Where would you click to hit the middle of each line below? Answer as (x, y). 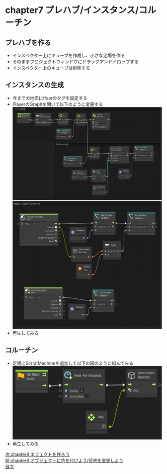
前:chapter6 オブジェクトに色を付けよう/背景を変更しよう (64, 460)
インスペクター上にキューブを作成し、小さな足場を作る (69, 55)
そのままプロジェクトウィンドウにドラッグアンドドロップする (76, 62)
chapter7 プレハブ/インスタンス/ (72, 10)
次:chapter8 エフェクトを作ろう (38, 454)
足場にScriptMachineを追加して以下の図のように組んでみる (73, 363)
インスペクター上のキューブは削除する (51, 68)
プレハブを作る (28, 43)
